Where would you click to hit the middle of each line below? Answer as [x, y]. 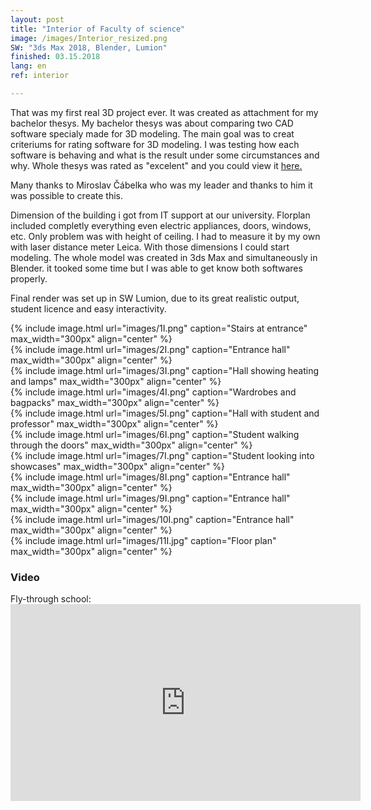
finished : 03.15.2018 [55, 57]
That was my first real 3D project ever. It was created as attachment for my [164, 112]
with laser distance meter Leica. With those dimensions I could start [150, 247]
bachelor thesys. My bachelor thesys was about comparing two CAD [152, 123]
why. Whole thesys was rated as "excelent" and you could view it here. [156, 165]
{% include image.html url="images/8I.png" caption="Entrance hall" [150, 477]
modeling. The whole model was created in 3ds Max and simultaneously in [164, 257]
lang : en [28, 66]
